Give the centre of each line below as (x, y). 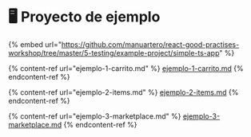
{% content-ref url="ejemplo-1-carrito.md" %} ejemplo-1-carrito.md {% (126, 68)
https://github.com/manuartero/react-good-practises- (150, 44)
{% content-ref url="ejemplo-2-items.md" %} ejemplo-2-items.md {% (124, 92)
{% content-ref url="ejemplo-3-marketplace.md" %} (95, 116)
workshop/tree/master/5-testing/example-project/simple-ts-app (114, 53)
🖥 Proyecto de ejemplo (84, 17)
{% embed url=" (35, 44)
